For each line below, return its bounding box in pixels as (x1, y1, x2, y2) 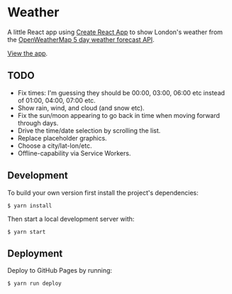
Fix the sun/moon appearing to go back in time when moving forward (17, 111, 220, 119)
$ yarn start (7, 228, 46, 235)
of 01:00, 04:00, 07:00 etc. (17, 96, 96, 104)
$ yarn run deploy (7, 280, 62, 288)
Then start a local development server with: (7, 214, 135, 223)
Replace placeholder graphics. (17, 134, 108, 142)
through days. (17, 119, 59, 127)
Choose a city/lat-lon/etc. (17, 141, 92, 150)
